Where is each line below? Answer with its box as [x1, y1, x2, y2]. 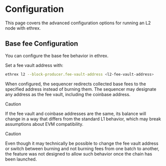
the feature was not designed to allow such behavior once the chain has [5, 151, 153, 157]
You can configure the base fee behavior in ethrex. [5, 53, 109, 58]
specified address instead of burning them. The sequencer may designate [5, 86, 157, 92]
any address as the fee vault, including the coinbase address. [5, 91, 131, 97]
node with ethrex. [5, 25, 41, 31]
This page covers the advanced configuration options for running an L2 [5, 20, 151, 26]
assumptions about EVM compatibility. [5, 121, 84, 127]
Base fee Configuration [5, 40, 78, 48]
